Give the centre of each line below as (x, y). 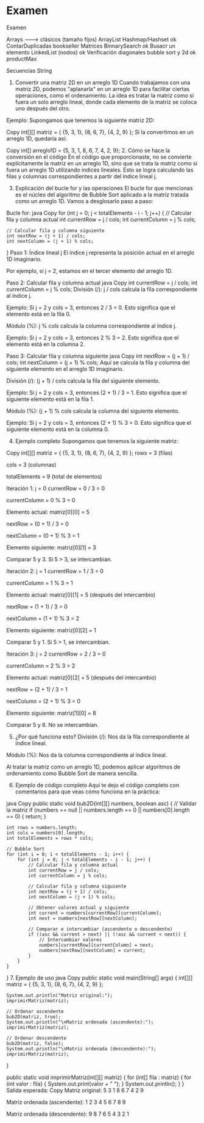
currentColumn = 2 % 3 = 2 (41, 665)
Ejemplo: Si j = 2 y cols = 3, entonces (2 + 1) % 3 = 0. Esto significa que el (99, 422)
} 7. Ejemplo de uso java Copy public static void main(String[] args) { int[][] (100, 978)
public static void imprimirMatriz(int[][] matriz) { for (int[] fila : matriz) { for (99, 1077)
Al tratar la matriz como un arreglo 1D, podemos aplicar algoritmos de (93, 767)
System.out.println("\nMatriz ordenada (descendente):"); (81, 1049)
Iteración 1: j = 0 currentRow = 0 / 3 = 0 (56, 488)
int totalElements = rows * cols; (50, 838)
